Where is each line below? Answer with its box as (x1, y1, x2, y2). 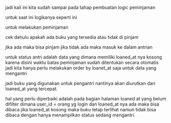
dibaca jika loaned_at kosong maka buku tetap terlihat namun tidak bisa (5, 107, 156, 112)
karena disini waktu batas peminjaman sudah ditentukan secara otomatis (5, 59, 159, 66)
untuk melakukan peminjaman (5, 24, 69, 30)
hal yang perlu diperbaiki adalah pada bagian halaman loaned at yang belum (5, 96, 166, 101)
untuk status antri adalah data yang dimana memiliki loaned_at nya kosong (5, 54, 162, 60)
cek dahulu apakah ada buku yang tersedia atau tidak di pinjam (5, 34, 139, 40)
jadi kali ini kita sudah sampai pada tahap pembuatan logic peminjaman (5, 5, 156, 10)
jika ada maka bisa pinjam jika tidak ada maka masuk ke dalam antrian (5, 44, 153, 50)
